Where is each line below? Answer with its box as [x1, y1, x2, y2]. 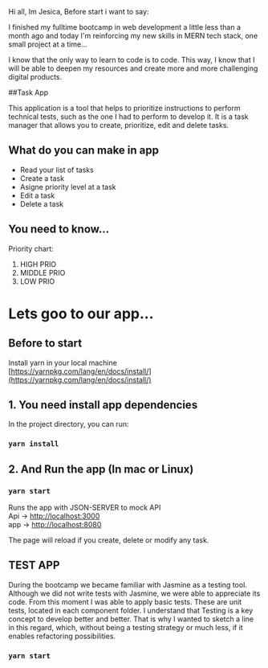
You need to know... [8, 223, 110, 236]
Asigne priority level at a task [19, 182, 116, 191]
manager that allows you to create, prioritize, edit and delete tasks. [8, 121, 229, 129]
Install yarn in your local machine [8, 358, 118, 367]
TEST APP [8, 559, 60, 572]
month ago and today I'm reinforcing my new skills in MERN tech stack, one [8, 31, 258, 40]
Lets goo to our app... [8, 305, 154, 322]
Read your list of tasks [19, 165, 94, 174]
